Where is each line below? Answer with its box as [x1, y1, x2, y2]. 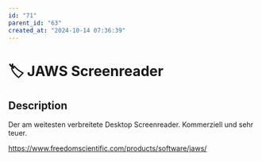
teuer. [8, 128, 28, 138]
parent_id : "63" [8, 19, 62, 27]
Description [8, 98, 67, 112]
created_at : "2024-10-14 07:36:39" [8, 26, 126, 34]
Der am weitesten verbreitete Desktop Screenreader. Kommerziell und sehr [8, 120, 254, 129]
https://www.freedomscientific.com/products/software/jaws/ [8, 144, 207, 153]
